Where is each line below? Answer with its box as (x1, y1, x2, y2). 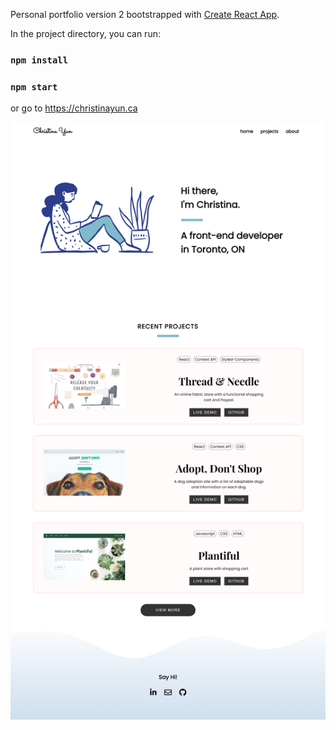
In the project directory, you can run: (10, 28, 161, 39)
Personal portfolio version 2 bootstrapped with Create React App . (10, 9, 280, 20)
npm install (10, 54, 69, 66)
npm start (10, 81, 58, 93)
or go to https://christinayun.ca (10, 102, 138, 114)
